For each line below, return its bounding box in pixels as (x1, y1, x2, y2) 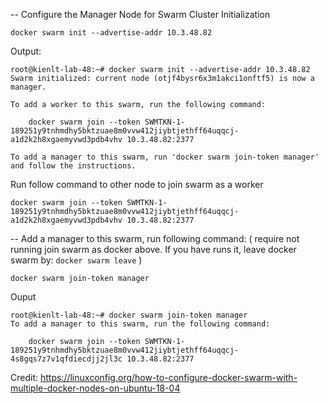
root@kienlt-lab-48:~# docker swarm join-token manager (10, 310, 248, 320)
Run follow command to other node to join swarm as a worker (10, 179, 264, 190)
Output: (10, 45, 42, 57)
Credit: (10, 372, 39, 383)
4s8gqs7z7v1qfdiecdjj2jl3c (10, 354, 123, 364)
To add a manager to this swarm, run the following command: (10, 319, 271, 329)
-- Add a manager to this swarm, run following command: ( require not (10, 233, 300, 244)
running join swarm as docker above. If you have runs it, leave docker (10, 244, 297, 255)
